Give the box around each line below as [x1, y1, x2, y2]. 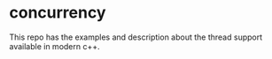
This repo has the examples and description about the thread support [9, 32, 263, 42]
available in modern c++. [9, 41, 100, 51]
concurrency [9, 3, 106, 23]
